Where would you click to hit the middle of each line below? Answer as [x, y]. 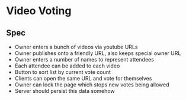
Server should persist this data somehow [65, 91]
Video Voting [39, 11]
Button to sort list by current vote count [63, 72]
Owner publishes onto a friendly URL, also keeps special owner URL [98, 53]
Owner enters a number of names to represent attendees [84, 59]
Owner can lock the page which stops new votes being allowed [92, 85]
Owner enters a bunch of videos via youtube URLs [76, 47]
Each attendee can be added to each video [67, 66]
